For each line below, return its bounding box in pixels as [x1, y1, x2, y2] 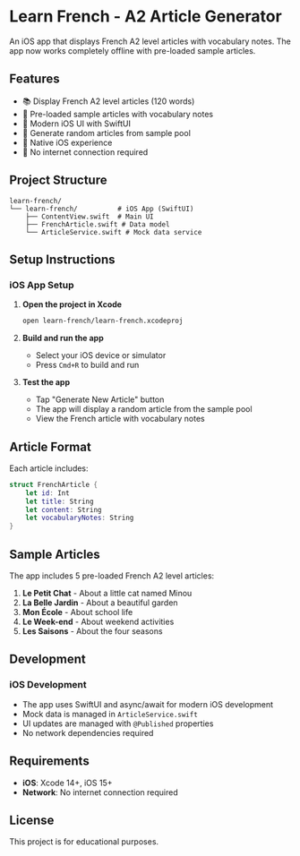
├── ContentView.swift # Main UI [25, 212, 154, 221]
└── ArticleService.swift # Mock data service [25, 227, 202, 236]
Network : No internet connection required [21, 786, 179, 798]
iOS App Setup [9, 278, 74, 291]
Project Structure [9, 173, 107, 188]
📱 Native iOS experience [21, 137, 113, 148]
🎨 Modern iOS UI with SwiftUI [21, 118, 132, 129]
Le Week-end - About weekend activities [21, 616, 175, 627]
